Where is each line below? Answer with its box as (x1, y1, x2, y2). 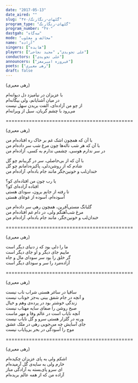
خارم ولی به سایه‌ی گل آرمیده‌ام (5, 361, 64, 367)
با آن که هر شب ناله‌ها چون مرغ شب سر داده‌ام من (5, 142, 100, 148)
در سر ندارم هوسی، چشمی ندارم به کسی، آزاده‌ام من (5, 148, 105, 154)
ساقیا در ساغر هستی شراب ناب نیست (5, 289, 77, 295)
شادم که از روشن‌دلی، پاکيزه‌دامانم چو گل (5, 163, 82, 169)
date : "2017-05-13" (5, 7, 46, 13)
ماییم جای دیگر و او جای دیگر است (5, 249, 69, 255)
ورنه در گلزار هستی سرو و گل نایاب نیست (5, 316, 84, 322)
